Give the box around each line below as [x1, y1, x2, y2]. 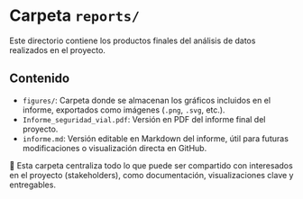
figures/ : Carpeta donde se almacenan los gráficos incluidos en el [22, 95, 271, 105]
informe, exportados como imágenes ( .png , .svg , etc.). [22, 104, 225, 115]
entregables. [9, 179, 57, 190]
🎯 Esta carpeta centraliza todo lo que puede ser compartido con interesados [9, 159, 293, 171]
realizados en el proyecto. [9, 44, 106, 55]
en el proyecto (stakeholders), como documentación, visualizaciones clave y [9, 169, 294, 180]
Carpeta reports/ [9, 5, 140, 26]
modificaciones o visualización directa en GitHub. [22, 142, 207, 153]
